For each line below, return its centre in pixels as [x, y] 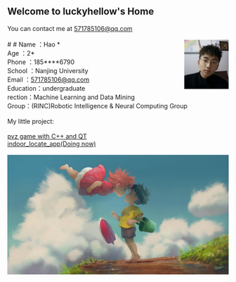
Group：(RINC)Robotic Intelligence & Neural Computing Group [98, 105]
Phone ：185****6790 [41, 62]
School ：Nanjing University [48, 70]
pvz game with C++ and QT [47, 136]
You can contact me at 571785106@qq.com [70, 28]
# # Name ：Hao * [34, 44]
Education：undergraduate [46, 88]
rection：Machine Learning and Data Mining [71, 97]
